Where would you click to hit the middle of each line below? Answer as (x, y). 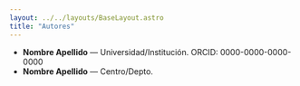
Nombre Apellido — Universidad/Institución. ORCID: (121, 52)
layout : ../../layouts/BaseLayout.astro (87, 18)
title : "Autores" (42, 26)
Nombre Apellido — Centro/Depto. (88, 71)
